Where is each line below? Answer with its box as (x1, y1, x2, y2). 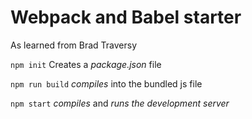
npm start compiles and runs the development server (10, 97, 230, 109)
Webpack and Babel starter (10, 6, 242, 29)
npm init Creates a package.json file (10, 58, 162, 70)
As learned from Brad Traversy (10, 39, 138, 51)
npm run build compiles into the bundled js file (10, 77, 203, 90)
